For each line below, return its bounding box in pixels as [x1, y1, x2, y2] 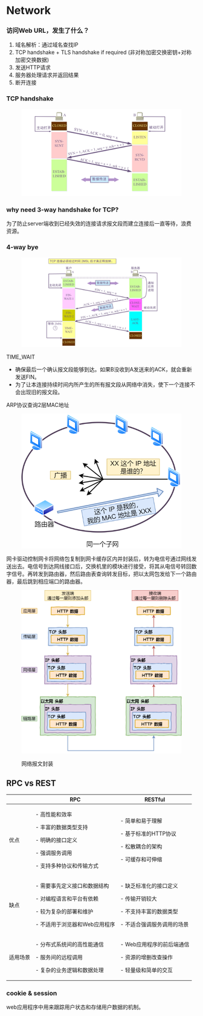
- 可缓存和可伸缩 [120, 855, 163, 862]
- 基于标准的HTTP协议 [120, 830, 176, 837]
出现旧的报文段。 [20, 388, 63, 396]
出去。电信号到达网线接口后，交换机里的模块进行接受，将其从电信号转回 [11, 562, 192, 570]
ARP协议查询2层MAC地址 [6, 402, 69, 409]
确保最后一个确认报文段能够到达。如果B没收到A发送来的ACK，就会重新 [14, 366, 192, 373]
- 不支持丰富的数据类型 [120, 908, 178, 915]
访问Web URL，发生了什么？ [6, 27, 89, 35]
